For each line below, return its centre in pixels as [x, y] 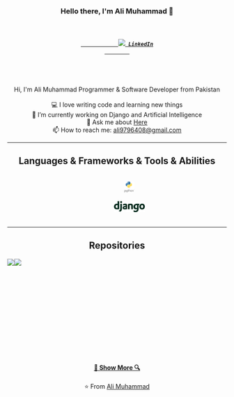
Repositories [117, 246]
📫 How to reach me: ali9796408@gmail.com [117, 130]
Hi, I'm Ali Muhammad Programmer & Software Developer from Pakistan [117, 89]
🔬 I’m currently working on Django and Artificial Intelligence [117, 114]
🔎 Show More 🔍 [117, 368]
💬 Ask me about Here [117, 122]
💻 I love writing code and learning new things [117, 105]
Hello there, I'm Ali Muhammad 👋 [117, 11]
